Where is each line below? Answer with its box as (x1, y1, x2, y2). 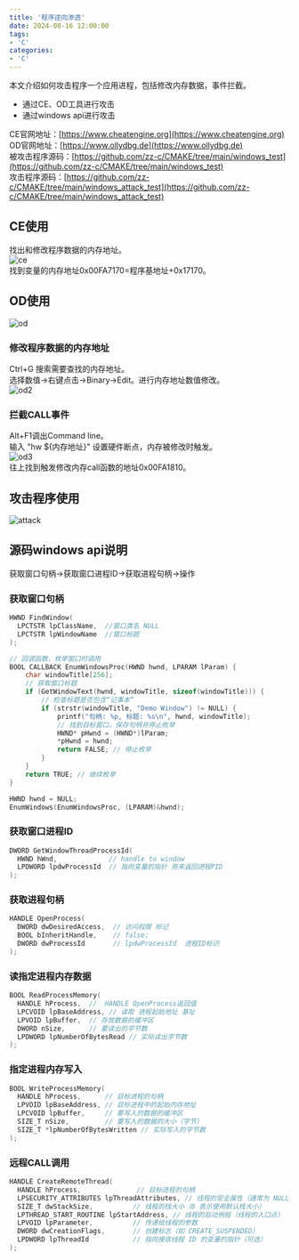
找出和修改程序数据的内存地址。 (9, 244, 126, 254)
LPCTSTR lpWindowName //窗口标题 (17, 629, 140, 639)
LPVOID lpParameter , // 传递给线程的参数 (17, 1218, 198, 1228)
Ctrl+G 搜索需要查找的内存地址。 (9, 363, 130, 374)
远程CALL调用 (9, 1156, 69, 1168)
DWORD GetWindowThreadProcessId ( (9, 846, 133, 855)
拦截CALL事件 (9, 408, 69, 421)
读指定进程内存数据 (9, 970, 92, 982)
